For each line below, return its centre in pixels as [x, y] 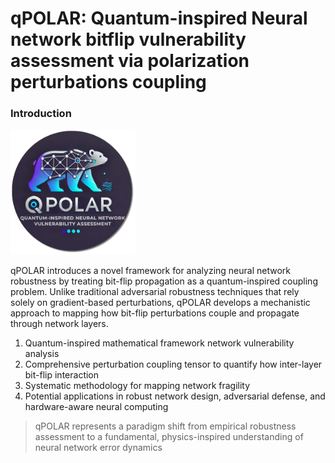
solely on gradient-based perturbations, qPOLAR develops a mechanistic [160, 303]
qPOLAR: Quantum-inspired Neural [159, 18]
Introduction [41, 114]
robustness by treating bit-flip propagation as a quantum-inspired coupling [164, 281]
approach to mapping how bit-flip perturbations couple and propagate [155, 313]
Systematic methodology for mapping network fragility [137, 386]
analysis [42, 354]
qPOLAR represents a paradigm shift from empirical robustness [165, 426]
